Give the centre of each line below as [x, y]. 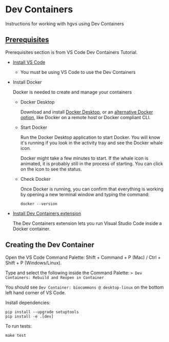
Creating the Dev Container [50, 245]
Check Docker [36, 179]
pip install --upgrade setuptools [42, 312]
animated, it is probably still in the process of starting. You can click [92, 163]
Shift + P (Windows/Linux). [34, 262]
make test [16, 335]
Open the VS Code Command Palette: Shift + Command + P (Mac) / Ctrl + [83, 257]
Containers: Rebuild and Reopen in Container [55, 278]
